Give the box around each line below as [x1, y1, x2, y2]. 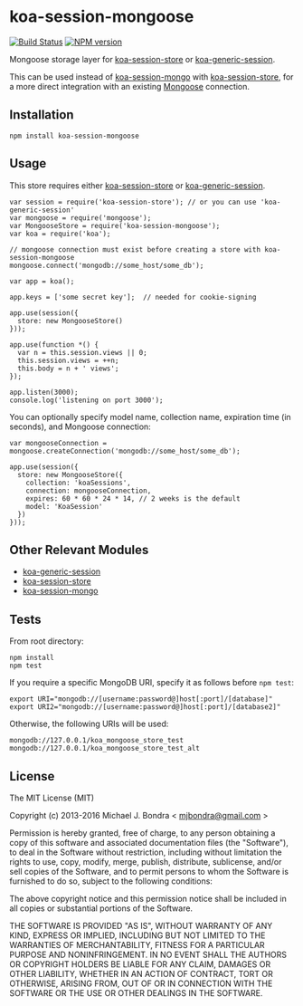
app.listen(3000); [9, 388, 79, 397]
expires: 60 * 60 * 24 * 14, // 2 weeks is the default [25, 493, 241, 503]
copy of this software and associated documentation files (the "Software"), [9, 838, 289, 848]
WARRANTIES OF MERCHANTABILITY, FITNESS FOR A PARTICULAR [9, 940, 265, 950]
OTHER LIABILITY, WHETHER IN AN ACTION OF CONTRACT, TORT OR [9, 969, 273, 979]
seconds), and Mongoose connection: [9, 421, 151, 432]
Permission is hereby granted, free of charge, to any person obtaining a [9, 828, 276, 838]
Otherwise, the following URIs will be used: [9, 718, 169, 730]
